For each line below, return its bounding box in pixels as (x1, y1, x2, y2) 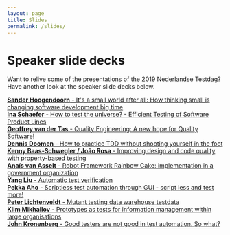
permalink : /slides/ (7, 23, 67, 30)
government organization (7, 169, 79, 177)
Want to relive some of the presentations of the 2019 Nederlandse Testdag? (7, 75, 221, 83)
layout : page (7, 10, 45, 17)
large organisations (7, 212, 62, 221)
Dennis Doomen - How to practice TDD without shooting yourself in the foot (7, 139, 223, 148)
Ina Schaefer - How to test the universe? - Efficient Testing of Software (7, 111, 209, 119)
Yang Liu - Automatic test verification (7, 176, 113, 184)
